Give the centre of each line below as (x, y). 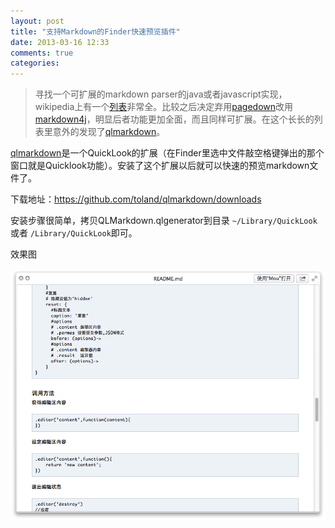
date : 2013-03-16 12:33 (60, 42)
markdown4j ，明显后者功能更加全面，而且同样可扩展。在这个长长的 (174, 119)
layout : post (37, 21)
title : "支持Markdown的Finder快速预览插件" (95, 31)
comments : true (42, 53)
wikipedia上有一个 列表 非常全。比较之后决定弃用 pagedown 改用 (164, 107)
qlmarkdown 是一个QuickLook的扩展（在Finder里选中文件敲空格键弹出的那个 (167, 153)
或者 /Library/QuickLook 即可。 (74, 233)
